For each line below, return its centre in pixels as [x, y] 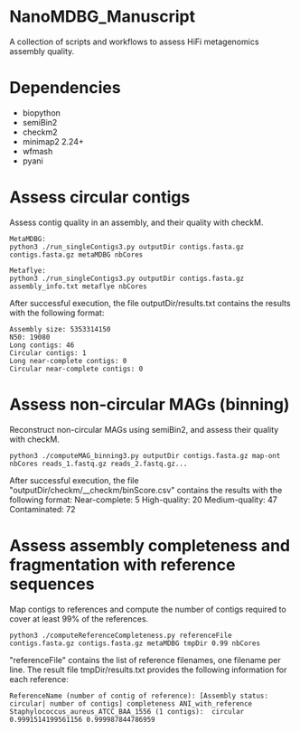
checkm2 [40, 132]
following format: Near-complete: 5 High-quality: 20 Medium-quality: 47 [144, 500]
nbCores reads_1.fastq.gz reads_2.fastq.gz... [98, 464]
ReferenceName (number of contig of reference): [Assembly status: [139, 696]
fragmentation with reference [122, 564]
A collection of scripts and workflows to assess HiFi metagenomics [134, 42]
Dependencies [65, 88]
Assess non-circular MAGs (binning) [150, 405]
